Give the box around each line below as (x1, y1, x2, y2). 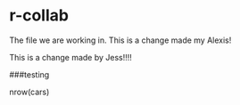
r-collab (9, 5, 70, 26)
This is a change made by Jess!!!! (9, 52, 132, 62)
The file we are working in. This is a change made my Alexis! (9, 35, 232, 45)
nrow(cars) (9, 86, 50, 97)
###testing (9, 69, 50, 80)
